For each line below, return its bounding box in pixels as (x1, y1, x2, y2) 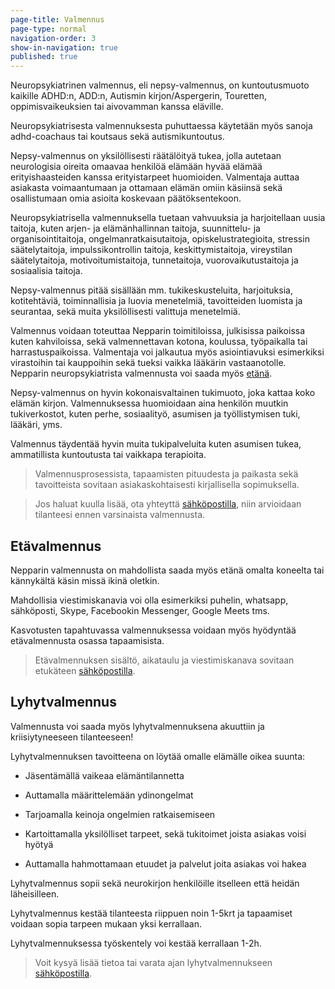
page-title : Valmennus (10, 14, 105, 25)
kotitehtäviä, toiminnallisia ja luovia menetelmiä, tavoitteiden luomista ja (10, 295, 303, 307)
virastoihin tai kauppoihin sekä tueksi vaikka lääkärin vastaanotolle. (10, 357, 287, 369)
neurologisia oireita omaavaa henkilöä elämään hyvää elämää (10, 161, 263, 173)
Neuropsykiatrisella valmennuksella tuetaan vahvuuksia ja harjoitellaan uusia (10, 212, 326, 224)
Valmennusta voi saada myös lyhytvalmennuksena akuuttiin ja (10, 720, 265, 732)
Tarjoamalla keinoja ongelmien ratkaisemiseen (24, 808, 216, 820)
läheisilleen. (10, 887, 60, 900)
